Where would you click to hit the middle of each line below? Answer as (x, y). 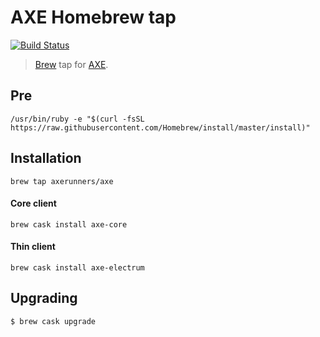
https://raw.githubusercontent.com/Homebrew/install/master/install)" (160, 127)
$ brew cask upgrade (53, 321)
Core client (33, 203)
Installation (46, 158)
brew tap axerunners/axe (62, 181)
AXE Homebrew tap (93, 17)
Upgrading (44, 298)
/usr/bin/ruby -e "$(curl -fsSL (77, 119)
